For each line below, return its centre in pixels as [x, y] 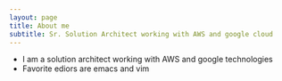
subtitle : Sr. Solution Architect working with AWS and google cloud [141, 34]
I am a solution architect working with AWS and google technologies [148, 60]
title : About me [39, 26]
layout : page [33, 17]
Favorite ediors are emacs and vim [86, 69]
